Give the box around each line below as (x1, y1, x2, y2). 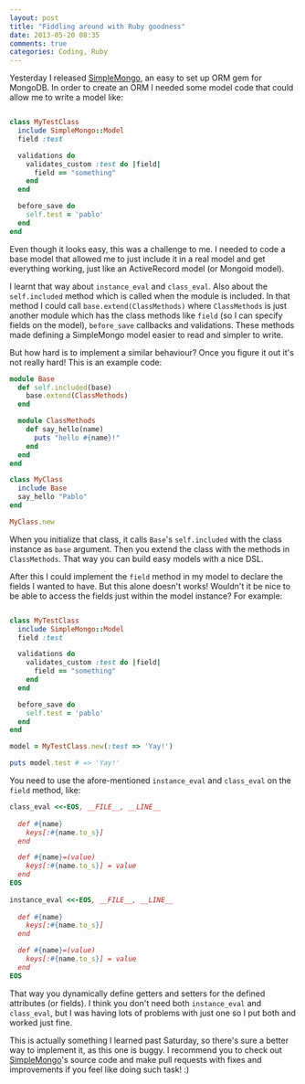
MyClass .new (9, 517, 55, 526)
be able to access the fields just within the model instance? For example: (9, 590, 283, 601)
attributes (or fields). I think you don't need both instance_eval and (9, 997, 262, 1008)
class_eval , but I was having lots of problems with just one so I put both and (9, 1007, 297, 1018)
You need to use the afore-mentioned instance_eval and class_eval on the (9, 775, 292, 786)
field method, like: (9, 785, 81, 795)
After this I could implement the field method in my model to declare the (9, 570, 284, 581)
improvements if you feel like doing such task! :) (9, 1064, 190, 1075)
